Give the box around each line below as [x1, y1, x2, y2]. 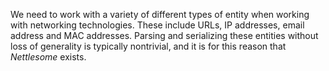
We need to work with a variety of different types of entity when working [10, 9, 310, 20]
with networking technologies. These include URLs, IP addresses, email [10, 19, 305, 31]
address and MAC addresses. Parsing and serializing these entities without [10, 30, 319, 41]
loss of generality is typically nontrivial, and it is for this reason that [10, 40, 287, 52]
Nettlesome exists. [10, 51, 87, 63]
